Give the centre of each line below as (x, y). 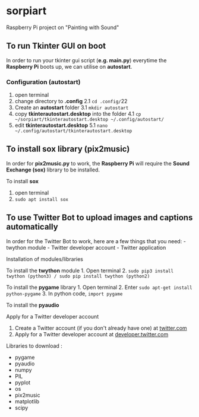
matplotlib (27, 401)
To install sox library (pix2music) (68, 149)
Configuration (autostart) (43, 82)
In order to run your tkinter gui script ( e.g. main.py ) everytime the (86, 60)
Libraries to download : (34, 346)
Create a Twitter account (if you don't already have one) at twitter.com (101, 328)
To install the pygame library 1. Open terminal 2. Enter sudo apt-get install (99, 287)
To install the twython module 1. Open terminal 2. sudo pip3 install (90, 270)
